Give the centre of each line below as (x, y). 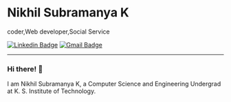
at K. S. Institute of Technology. (52, 91)
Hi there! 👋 (25, 68)
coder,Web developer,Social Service (58, 31)
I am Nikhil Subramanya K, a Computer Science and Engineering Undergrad (114, 84)
